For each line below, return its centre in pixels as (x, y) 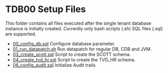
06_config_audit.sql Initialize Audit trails (54, 65)
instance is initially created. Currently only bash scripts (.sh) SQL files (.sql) (84, 28)
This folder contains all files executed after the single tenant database (78, 23)
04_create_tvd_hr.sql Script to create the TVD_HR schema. (74, 59)
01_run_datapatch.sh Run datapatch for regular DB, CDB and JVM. (82, 49)
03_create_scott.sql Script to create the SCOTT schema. (72, 54)
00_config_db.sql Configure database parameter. (64, 43)
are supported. (21, 34)
